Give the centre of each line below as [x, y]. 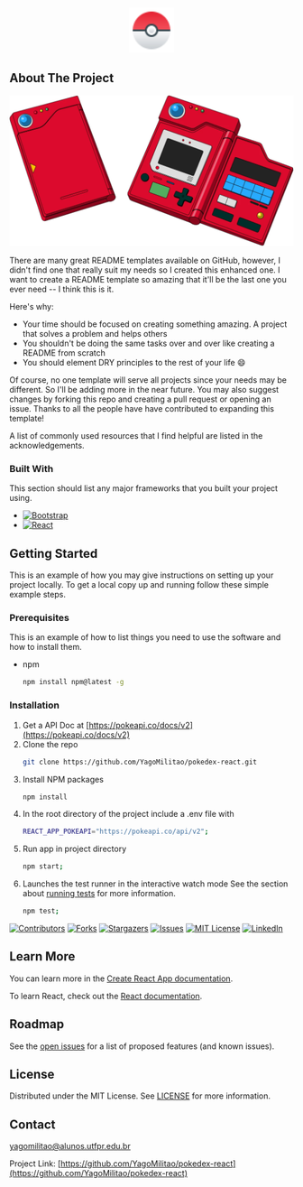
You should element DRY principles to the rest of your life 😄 [134, 363]
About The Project [62, 78]
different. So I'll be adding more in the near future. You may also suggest [144, 390]
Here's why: [32, 307]
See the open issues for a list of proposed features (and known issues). [142, 1046]
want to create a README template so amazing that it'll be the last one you [148, 280]
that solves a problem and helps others [95, 334]
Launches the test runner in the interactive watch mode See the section [155, 884]
